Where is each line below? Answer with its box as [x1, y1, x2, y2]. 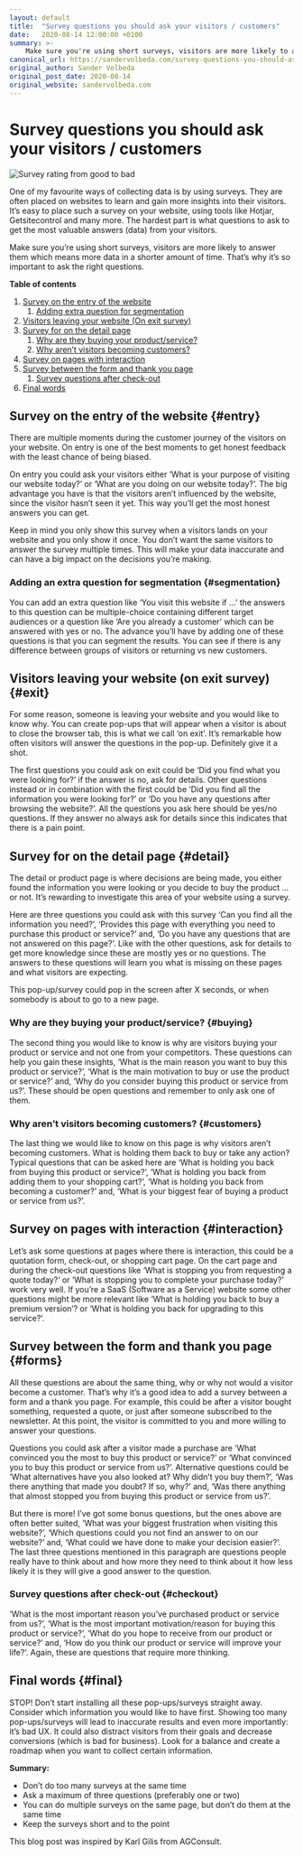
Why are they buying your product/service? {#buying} [9, 1017, 253, 1030]
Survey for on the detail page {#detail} [9, 848, 230, 863]
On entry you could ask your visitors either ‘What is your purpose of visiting [9, 469, 290, 480]
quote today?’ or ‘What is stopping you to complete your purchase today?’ [9, 1274, 284, 1285]
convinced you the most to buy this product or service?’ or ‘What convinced [9, 1451, 292, 1463]
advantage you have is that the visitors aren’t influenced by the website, [9, 489, 277, 499]
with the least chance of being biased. [9, 452, 151, 462]
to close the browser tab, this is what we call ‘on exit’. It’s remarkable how [9, 728, 282, 739]
